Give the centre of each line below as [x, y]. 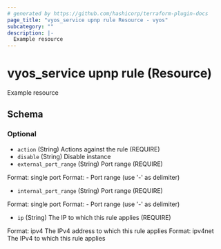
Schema [25, 114]
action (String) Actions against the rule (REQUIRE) [88, 149]
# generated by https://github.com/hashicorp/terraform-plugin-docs [108, 13]
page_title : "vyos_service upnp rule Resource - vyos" [88, 20]
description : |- [30, 33]
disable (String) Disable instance [64, 156]
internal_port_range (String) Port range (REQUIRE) [90, 190]
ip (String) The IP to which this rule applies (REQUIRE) [94, 217]
